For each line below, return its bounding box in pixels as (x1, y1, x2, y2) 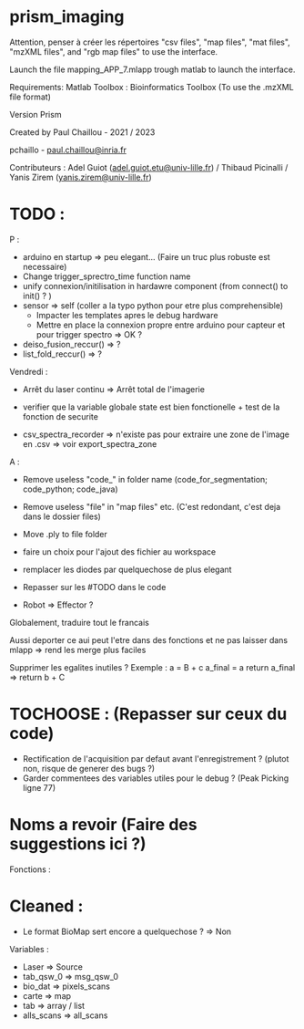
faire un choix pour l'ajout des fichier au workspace (22, 546, 217, 557)
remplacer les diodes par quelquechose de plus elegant (22, 564, 232, 575)
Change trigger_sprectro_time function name (22, 271, 191, 282)
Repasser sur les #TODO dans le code (22, 581, 167, 592)
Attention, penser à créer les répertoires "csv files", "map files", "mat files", (9, 36, 291, 47)
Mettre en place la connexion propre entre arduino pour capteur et (35, 319, 286, 330)
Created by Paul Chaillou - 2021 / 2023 (9, 126, 156, 138)
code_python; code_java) (22, 483, 118, 494)
